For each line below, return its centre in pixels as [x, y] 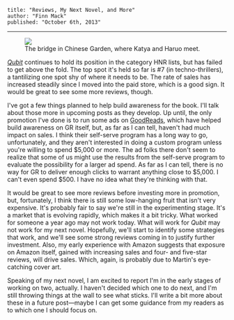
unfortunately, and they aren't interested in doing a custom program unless [115, 142]
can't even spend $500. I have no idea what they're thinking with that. [107, 179]
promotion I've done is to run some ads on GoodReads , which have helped [114, 120]
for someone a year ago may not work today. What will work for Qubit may [114, 222]
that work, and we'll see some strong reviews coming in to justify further [111, 237]
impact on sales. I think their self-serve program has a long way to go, [108, 135]
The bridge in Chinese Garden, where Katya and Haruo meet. [112, 48]
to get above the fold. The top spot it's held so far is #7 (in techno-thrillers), [116, 69]
